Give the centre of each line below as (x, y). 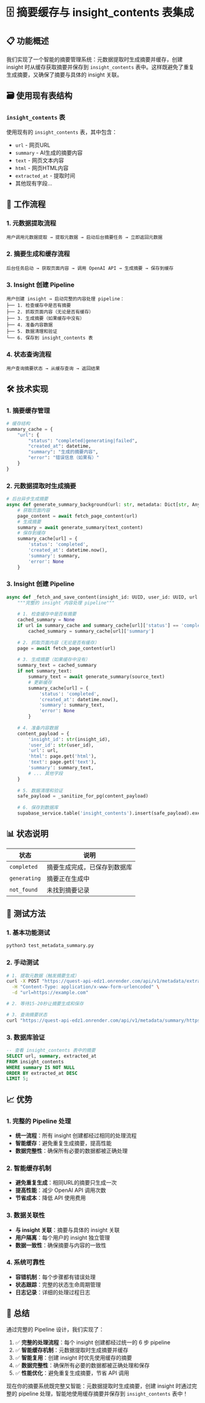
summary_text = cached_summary (57, 665)
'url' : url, (44, 751)
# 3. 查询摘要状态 (27, 1014)
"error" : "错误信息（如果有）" (64, 458)
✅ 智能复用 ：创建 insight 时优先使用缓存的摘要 (74, 1357)
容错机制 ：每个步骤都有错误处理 (55, 1277)
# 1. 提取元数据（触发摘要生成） (43, 976)
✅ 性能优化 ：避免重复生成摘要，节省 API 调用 (72, 1373)
